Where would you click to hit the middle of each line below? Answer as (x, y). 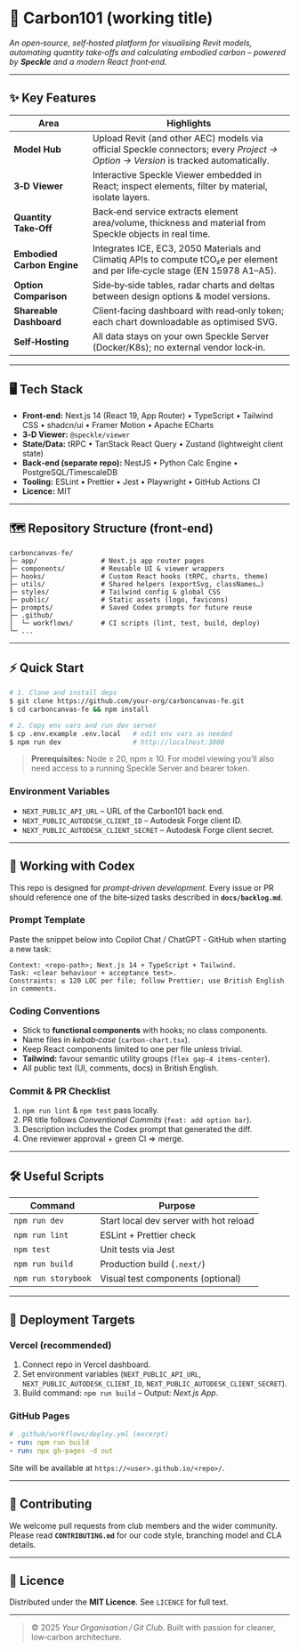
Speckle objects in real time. (151, 233)
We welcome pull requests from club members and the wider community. (144, 1525)
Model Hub (37, 149)
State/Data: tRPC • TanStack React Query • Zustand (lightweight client (152, 443)
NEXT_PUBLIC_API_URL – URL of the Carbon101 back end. (123, 811)
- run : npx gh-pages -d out (61, 1451)
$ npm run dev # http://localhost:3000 (117, 742)
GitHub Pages (40, 1416)
